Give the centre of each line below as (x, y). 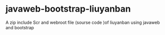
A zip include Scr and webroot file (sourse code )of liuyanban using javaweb (83, 22)
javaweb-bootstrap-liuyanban (68, 9)
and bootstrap (20, 27)
